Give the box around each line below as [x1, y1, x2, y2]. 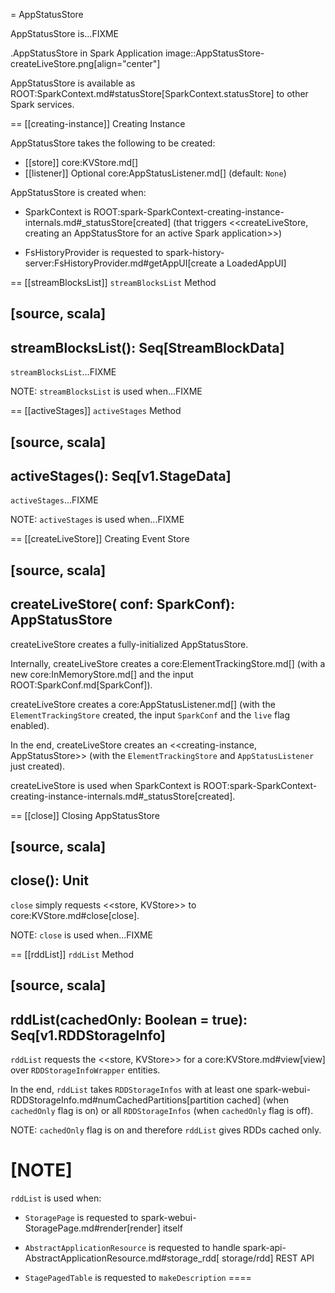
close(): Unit [10, 872, 89, 889]
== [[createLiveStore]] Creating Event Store [10, 533, 190, 545]
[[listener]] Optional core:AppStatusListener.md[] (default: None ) [24, 167, 287, 179]
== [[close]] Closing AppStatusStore [10, 809, 160, 821]
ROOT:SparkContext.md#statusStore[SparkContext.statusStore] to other [10, 88, 309, 99]
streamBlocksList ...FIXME [10, 366, 117, 378]
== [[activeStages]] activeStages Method [10, 405, 182, 417]
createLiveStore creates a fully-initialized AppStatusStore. [10, 638, 249, 650]
